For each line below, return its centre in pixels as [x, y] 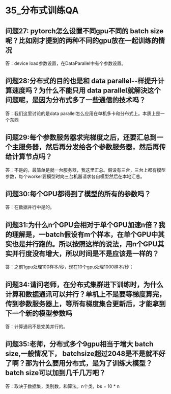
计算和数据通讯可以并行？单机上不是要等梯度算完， [85, 294]
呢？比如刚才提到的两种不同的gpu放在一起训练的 [82, 41]
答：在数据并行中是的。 [30, 207]
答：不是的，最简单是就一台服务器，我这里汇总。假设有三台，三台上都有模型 [85, 170]
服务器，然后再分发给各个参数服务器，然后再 [89, 147]
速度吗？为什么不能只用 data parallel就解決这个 [87, 91]
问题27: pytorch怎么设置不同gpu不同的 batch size [84, 31]
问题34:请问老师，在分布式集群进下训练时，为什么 [84, 284]
